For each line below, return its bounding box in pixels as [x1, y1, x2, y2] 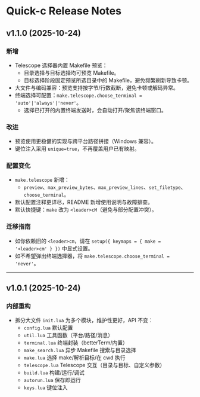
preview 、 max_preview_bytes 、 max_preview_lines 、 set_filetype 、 [23, 184, 186, 191]
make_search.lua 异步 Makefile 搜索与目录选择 [23, 347, 136, 354]
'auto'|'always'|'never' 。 [14, 99, 82, 106]
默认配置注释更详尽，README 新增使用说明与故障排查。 [14, 198, 153, 206]
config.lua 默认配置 [23, 324, 73, 331]
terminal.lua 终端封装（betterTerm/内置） [23, 339, 128, 346]
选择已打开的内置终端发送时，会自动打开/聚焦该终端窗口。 [23, 106, 167, 114]
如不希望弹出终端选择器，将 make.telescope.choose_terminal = [14, 252, 170, 259]
